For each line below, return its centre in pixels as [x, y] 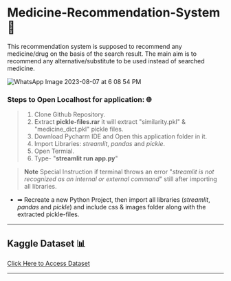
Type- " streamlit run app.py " [76, 158]
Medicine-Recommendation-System [114, 13]
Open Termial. [54, 151]
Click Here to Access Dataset [49, 264]
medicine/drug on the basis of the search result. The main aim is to [102, 54]
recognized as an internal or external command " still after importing [121, 179]
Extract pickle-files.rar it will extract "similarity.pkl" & [110, 122]
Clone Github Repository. [69, 114]
